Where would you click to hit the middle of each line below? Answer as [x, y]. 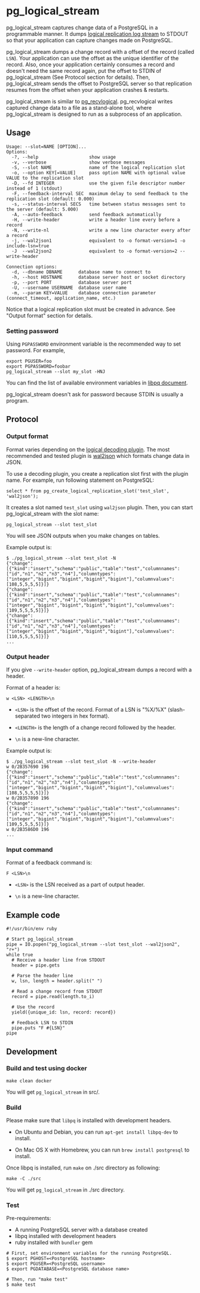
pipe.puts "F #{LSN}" [39, 1028]
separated [27, 716]
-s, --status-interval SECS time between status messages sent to [99, 204]
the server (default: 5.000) [42, 209]
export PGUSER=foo [29, 361]
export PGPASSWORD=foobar [38, 367]
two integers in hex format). [75, 716]
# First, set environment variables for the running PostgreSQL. [89, 1254]
